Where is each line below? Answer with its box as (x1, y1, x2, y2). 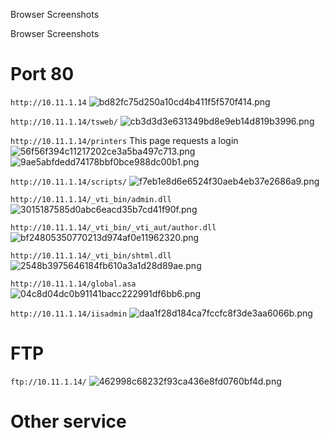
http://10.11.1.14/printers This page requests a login (10, 134, 239, 146)
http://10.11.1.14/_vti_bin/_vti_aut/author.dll (10, 222, 217, 233)
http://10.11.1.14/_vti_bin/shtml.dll (10, 250, 172, 261)
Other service (10, 410, 127, 433)
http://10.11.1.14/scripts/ (10, 177, 128, 187)
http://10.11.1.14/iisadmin (10, 309, 128, 319)
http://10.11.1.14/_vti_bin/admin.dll (10, 194, 172, 204)
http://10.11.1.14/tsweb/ (10, 117, 118, 127)
